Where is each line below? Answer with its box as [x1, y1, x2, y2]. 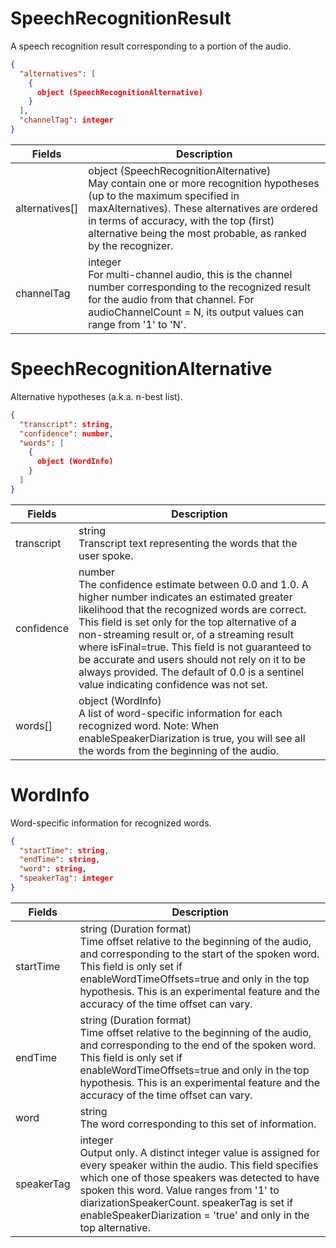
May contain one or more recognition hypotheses [88, 176, 320, 190]
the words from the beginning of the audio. [78, 743, 280, 757]
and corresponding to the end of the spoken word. [79, 1038, 317, 1052]
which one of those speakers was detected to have [79, 1170, 320, 1184]
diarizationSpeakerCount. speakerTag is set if [79, 1195, 294, 1209]
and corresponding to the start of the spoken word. [79, 947, 320, 961]
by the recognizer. [88, 238, 174, 252]
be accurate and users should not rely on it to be [78, 652, 307, 666]
